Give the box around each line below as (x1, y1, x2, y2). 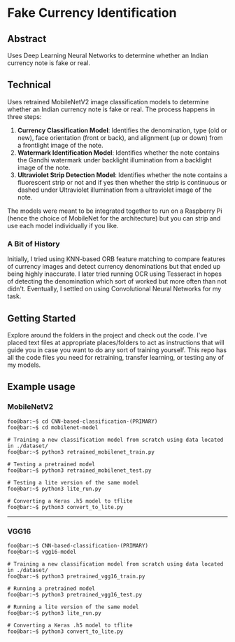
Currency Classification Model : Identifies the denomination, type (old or (17, 126, 227, 134)
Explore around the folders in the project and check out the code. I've (7, 330, 208, 339)
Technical (7, 79, 51, 91)
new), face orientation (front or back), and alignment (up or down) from (17, 133, 223, 141)
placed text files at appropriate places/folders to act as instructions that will (7, 338, 225, 347)
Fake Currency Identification (7, 5, 177, 21)
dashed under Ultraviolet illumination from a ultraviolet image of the (17, 186, 212, 194)
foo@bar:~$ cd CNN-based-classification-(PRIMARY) (7, 418, 158, 425)
